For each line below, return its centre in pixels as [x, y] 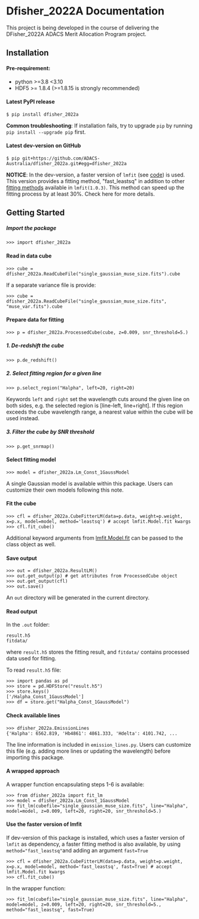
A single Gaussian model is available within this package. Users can [90, 483]
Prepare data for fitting [35, 320]
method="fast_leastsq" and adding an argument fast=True [77, 851]
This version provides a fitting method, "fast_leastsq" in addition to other [96, 181]
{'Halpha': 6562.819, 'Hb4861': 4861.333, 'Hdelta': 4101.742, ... [92, 734]
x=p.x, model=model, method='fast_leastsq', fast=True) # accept [89, 867]
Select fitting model [31, 460]
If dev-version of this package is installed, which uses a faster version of [96, 838]
